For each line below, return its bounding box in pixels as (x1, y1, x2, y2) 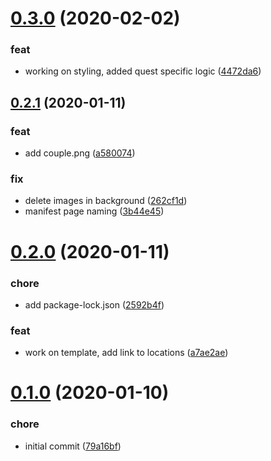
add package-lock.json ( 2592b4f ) (24, 298, 165, 311)
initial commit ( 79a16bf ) (24, 440, 122, 452)
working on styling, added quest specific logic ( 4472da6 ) (24, 65, 262, 77)
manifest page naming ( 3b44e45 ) (24, 205, 165, 217)
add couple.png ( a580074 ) (24, 147, 136, 159)
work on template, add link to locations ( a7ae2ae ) (24, 347, 229, 359)
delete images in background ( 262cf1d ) (24, 195, 188, 207)
